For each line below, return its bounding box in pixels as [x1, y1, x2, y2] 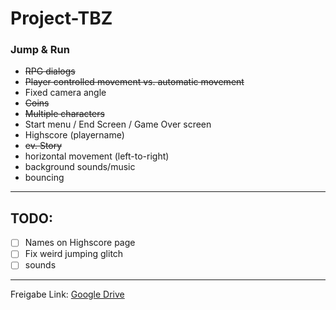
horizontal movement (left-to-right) [24, 150, 170, 162]
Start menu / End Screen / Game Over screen [24, 118, 212, 131]
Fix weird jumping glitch [24, 248, 124, 260]
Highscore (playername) [24, 129, 125, 141]
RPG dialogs [24, 65, 76, 77]
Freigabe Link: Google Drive [10, 288, 125, 301]
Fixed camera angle [24, 87, 107, 99]
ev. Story [24, 140, 63, 152]
